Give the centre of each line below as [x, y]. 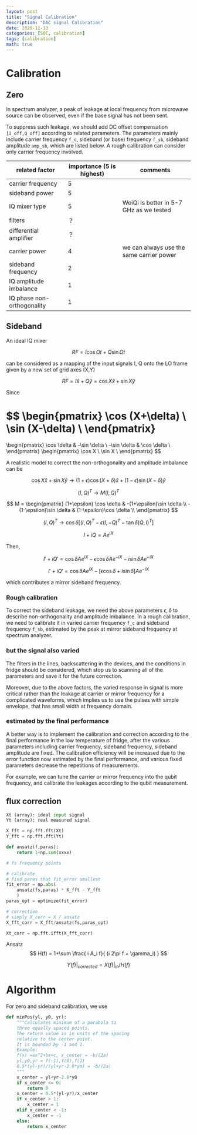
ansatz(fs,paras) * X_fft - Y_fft [59, 890]
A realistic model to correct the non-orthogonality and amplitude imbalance [97, 463]
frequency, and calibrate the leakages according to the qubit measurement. [97, 783]
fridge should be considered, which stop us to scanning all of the [84, 669]
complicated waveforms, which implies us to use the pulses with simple [93, 699]
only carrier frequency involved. [45, 152]
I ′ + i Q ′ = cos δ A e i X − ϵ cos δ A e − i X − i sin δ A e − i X [98, 558]
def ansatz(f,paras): [33, 847]
